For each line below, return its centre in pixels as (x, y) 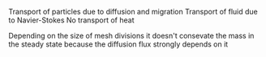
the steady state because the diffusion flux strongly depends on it (118, 44)
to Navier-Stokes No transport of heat (71, 20)
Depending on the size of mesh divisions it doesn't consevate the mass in (131, 36)
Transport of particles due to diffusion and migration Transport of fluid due (133, 12)
